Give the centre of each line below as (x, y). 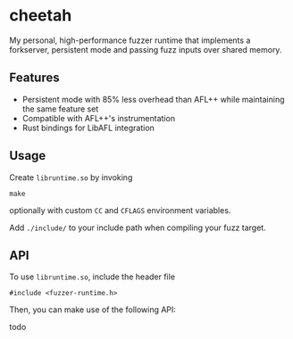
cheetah (41, 16)
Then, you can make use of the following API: (93, 310)
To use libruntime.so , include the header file (92, 277)
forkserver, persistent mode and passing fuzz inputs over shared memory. (146, 49)
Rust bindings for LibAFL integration (88, 128)
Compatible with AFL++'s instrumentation (99, 118)
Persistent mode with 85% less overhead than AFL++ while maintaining (153, 99)
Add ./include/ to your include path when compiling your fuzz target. (138, 227)
